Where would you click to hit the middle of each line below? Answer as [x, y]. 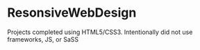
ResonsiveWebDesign [72, 13]
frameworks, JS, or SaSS [43, 39]
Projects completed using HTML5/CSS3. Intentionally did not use [100, 32]
